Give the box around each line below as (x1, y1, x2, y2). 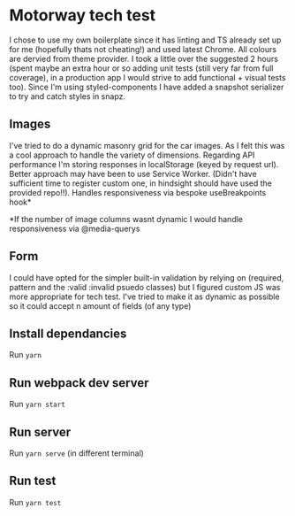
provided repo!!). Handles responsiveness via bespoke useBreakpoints (9, 187, 267, 197)
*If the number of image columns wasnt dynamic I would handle (9, 213, 244, 224)
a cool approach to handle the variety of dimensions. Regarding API (9, 150, 255, 160)
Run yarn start (9, 399, 66, 410)
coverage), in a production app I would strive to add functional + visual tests (9, 72, 286, 82)
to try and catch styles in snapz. (9, 90, 126, 102)
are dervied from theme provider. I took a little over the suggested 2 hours (9, 53, 278, 64)
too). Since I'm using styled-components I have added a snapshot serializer (9, 81, 284, 92)
